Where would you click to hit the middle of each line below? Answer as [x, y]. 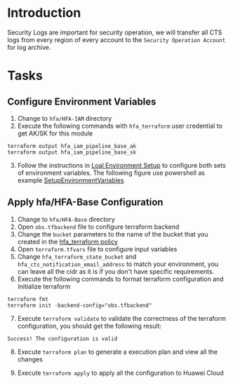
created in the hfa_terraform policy [67, 241]
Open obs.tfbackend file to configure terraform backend [98, 227]
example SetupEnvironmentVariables [71, 180]
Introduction [44, 13]
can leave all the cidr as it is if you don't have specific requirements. [116, 271]
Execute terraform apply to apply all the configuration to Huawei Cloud [121, 373]
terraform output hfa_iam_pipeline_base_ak [72, 146]
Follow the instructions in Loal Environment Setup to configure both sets [121, 165]
